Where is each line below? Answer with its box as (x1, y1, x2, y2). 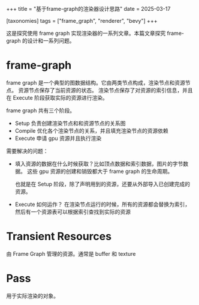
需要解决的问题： (6, 147, 49, 154)
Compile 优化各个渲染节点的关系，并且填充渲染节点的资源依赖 (14, 127, 169, 134)
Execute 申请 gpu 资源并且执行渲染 (14, 134, 102, 142)
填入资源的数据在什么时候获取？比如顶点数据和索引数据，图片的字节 (14, 160, 183, 167)
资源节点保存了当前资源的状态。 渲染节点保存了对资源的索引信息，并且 (17, 86, 193, 94)
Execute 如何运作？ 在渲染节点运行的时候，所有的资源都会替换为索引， (14, 201, 191, 208)
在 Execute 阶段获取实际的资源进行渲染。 (6, 94, 108, 101)
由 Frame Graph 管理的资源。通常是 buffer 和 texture (6, 250, 136, 257)
